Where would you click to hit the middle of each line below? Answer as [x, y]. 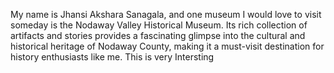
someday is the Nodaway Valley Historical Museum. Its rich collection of [159, 25]
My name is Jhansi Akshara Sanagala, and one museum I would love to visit [166, 14]
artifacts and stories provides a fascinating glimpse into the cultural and [158, 35]
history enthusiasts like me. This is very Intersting [112, 57]
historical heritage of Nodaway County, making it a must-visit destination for [167, 46]
